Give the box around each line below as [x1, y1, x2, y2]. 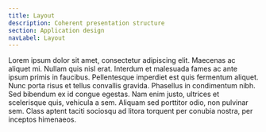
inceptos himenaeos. [8, 115, 77, 124]
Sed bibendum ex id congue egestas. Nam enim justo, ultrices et [8, 89, 220, 99]
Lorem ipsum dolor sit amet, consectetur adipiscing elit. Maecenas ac [8, 56, 236, 65]
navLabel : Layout [8, 33, 66, 42]
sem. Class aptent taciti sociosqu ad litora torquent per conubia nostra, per [8, 107, 253, 116]
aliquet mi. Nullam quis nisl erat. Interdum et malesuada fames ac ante [8, 64, 238, 74]
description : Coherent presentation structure [8, 19, 165, 27]
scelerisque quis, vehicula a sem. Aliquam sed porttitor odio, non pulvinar [8, 98, 249, 107]
